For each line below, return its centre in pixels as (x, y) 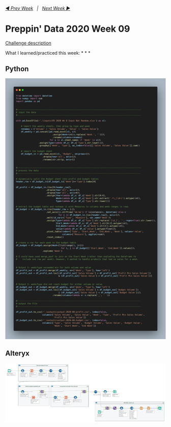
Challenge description (28, 43)
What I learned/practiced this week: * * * (48, 53)
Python (17, 69)
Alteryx (17, 353)
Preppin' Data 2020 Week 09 (68, 29)
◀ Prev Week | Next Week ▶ (38, 8)
